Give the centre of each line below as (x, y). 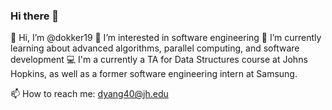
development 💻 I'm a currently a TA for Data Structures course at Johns (159, 60)
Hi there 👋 (35, 16)
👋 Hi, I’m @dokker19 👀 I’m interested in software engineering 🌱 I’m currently (166, 38)
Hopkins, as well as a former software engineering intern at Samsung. (154, 74)
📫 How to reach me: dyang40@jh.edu (89, 94)
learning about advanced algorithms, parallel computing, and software (155, 48)
